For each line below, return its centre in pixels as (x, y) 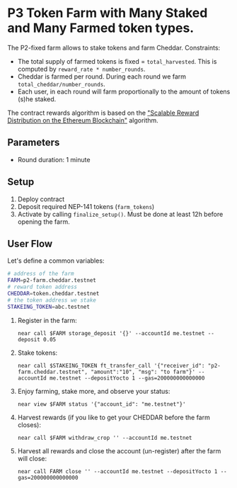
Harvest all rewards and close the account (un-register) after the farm (119, 450)
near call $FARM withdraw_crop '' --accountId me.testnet (105, 438)
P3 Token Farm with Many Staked (108, 13)
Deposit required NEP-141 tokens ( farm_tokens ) (86, 206)
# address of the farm (41, 274)
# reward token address (42, 287)
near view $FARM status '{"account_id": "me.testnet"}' (102, 404)
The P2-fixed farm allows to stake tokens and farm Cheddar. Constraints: (114, 47)
